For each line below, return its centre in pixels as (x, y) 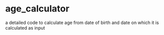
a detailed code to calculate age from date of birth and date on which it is (82, 22)
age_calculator (37, 9)
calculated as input (25, 27)
